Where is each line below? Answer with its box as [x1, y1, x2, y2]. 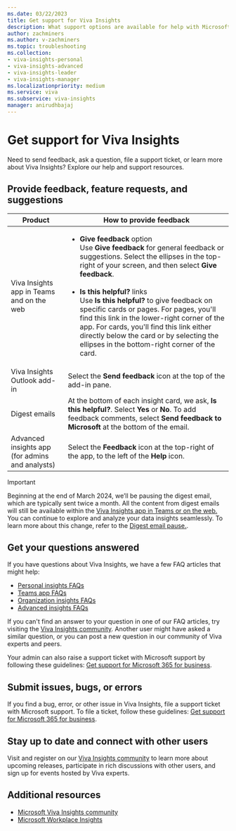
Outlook [11, 375, 37, 385]
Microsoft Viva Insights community [17, 808, 118, 816]
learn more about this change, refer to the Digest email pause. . [7, 521, 189, 529]
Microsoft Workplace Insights [17, 815, 103, 823]
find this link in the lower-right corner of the [79, 313, 225, 323]
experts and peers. [7, 640, 62, 648]
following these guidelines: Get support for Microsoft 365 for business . [7, 661, 212, 669]
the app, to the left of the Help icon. [67, 451, 185, 460]
